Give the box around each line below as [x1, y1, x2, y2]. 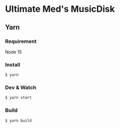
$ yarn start [5, 95, 32, 100]
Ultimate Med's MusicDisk [5, 3, 115, 15]
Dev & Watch [5, 84, 36, 91]
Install [5, 61, 21, 68]
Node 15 [5, 49, 22, 55]
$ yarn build [5, 118, 32, 123]
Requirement [5, 38, 37, 45]
